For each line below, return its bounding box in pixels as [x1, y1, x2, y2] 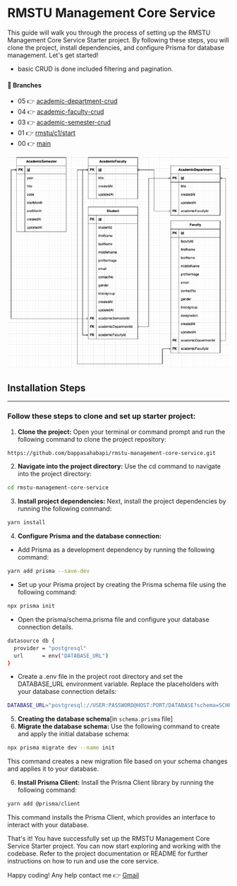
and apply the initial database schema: [17, 730, 130, 738]
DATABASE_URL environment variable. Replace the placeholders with [17, 680, 219, 688]
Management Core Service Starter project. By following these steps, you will [7, 35, 229, 44]
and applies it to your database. [7, 764, 99, 773]
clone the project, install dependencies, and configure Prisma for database [7, 43, 224, 52]
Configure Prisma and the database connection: [17, 532, 162, 541]
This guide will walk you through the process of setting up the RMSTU [7, 28, 211, 37]
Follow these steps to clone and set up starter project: [7, 411, 196, 421]
